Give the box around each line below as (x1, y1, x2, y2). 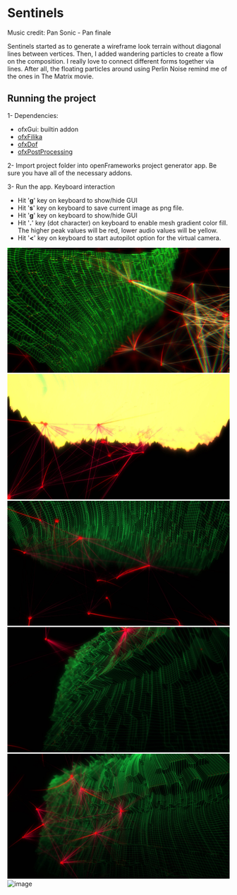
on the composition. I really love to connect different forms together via (7, 57, 214, 65)
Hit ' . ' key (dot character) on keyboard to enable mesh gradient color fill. (17, 218, 228, 227)
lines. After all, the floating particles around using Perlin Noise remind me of (7, 64, 228, 73)
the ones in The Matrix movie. (7, 72, 94, 81)
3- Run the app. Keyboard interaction (7, 182, 115, 191)
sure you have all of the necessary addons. (7, 168, 133, 177)
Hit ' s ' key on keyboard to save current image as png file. (17, 203, 184, 212)
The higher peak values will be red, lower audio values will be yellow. (17, 226, 219, 235)
